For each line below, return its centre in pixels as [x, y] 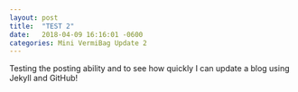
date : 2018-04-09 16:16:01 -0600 [76, 34]
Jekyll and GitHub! [44, 78]
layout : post [34, 18]
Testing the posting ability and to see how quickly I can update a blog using [150, 69]
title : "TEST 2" [42, 26]
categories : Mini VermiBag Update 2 [78, 43]
